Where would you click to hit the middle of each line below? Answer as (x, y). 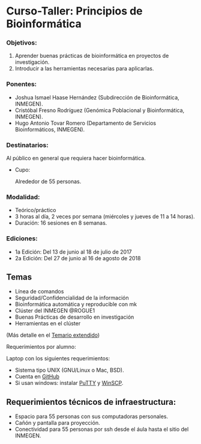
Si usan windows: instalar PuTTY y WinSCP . (69, 383)
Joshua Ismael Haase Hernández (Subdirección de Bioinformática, (97, 97)
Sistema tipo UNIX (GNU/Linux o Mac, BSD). (69, 370)
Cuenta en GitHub (37, 377)
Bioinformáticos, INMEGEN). (50, 129)
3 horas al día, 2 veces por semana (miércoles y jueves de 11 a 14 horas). (105, 217)
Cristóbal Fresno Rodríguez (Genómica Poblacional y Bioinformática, (100, 110)
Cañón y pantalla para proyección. (57, 423)
